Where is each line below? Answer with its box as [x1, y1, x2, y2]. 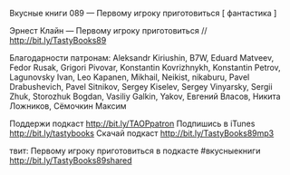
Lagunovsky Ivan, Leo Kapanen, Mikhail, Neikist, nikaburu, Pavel [9, 72, 250, 83]
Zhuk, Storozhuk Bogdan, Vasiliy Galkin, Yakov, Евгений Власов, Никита [9, 91, 281, 102]
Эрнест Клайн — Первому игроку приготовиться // [9, 25, 208, 35]
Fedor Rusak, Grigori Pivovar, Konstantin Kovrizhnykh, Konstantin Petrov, [9, 63, 281, 73]
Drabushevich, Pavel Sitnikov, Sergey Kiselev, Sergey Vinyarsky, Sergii [9, 82, 274, 92]
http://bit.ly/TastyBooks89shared [9, 155, 133, 166]
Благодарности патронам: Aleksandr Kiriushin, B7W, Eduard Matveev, [9, 53, 275, 63]
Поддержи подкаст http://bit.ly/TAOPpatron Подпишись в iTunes [9, 118, 256, 129]
